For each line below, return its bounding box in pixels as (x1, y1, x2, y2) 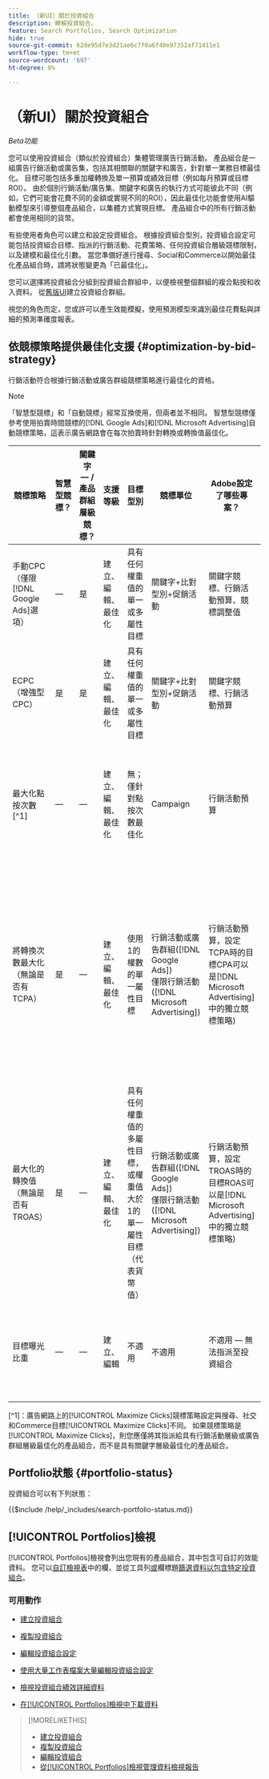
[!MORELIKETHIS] (27, 1716, 87, 1725)
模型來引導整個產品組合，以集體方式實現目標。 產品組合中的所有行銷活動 (14, 203, 256, 212)
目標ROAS (208, 1177, 247, 1188)
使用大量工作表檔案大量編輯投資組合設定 (19, 1665, 154, 1675)
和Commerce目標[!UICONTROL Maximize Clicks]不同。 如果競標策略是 (8, 1420, 242, 1430)
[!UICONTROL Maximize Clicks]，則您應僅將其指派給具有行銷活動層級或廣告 (8, 1431, 260, 1440)
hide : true (8, 34, 45, 42)
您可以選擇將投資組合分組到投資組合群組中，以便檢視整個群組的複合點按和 (8, 277, 254, 287)
